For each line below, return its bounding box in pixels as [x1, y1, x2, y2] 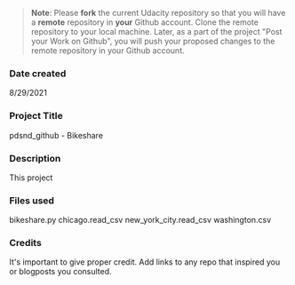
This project [9, 172, 53, 183]
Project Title [9, 110, 64, 123]
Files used [9, 194, 55, 207]
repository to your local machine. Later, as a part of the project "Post [30, 27, 283, 36]
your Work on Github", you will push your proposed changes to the [30, 36, 275, 46]
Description [9, 152, 61, 164]
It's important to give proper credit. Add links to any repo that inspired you [9, 257, 281, 267]
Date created [9, 67, 67, 79]
